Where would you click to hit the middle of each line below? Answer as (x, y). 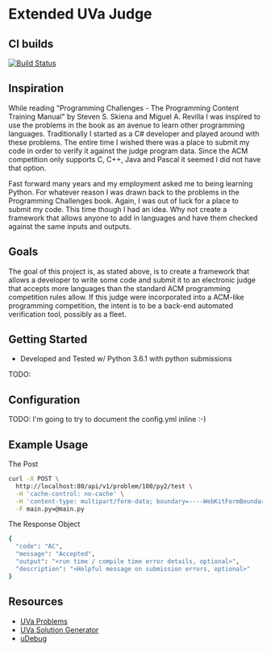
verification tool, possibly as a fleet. (67, 314)
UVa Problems (44, 621)
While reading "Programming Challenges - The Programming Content (124, 108)
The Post (23, 464)
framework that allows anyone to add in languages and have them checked (133, 218)
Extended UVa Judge (80, 14)
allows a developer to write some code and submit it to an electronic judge (132, 280)
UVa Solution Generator (59, 629)
